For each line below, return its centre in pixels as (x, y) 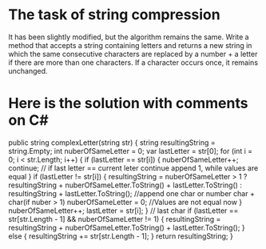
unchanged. (28, 70)
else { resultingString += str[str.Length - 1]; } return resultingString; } (121, 236)
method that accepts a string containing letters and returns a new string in (130, 45)
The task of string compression (115, 15)
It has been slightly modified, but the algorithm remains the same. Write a (129, 37)
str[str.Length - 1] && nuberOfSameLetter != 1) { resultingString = (115, 219)
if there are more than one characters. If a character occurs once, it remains (133, 62)
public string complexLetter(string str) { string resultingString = (112, 143)
